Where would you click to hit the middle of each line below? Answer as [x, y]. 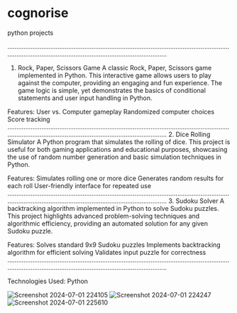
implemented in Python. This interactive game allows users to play [114, 75]
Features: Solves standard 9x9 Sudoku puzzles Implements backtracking [114, 245]
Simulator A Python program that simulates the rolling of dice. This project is [119, 142]
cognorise [38, 13]
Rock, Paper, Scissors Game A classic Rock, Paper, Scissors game [115, 67]
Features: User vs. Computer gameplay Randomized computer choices [111, 111]
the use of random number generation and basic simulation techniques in [115, 157]
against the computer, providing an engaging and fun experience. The [120, 82]
